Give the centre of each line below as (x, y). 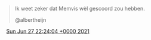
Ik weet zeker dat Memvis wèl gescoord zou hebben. (80, 9)
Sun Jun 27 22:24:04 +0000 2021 (47, 31)
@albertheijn (30, 20)
